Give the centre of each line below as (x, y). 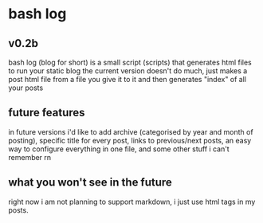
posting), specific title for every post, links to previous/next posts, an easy (130, 140)
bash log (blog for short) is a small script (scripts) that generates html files (130, 62)
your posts (26, 88)
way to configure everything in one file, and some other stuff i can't (119, 149)
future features (47, 113)
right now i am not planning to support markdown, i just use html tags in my (132, 201)
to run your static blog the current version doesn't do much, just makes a (128, 71)
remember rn (30, 157)
